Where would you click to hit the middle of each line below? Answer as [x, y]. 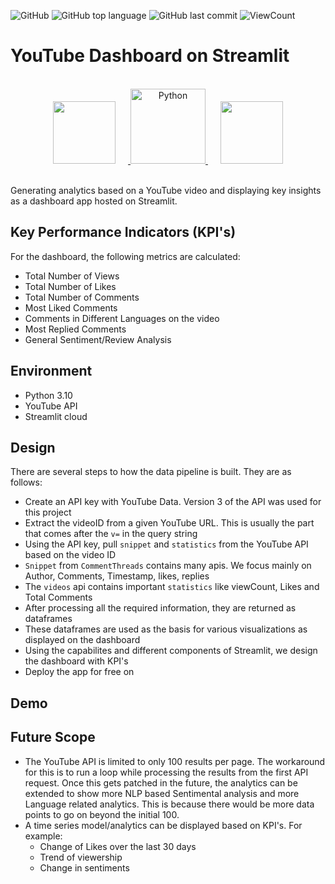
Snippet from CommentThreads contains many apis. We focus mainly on [168, 566]
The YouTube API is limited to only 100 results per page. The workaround [175, 761]
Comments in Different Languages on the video [122, 318]
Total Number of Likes [70, 286]
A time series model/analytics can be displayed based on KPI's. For [163, 825]
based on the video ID [70, 555]
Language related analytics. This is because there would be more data [169, 804]
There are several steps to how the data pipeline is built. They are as [151, 472]
